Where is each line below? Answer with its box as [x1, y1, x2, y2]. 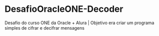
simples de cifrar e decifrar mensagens [4, 25, 85, 31]
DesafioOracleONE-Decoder [4, 3, 123, 15]
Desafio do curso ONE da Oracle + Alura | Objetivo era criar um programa [4, 20, 155, 26]
